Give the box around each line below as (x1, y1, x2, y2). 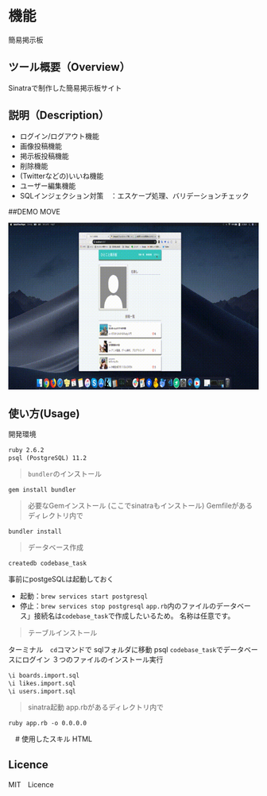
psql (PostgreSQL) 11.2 (8, 454, 87, 462)
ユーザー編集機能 (19, 180, 76, 191)
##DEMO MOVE (8, 207, 61, 216)
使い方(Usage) (8, 407, 80, 420)
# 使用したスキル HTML (14, 734, 93, 744)
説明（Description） (8, 109, 110, 122)
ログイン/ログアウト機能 (19, 131, 99, 141)
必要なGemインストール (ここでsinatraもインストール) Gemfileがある (27, 501, 253, 511)
